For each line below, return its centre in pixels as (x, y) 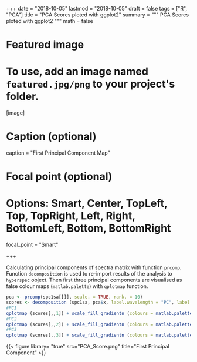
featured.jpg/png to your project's (91, 84)
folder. (23, 97)
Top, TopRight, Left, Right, (71, 216)
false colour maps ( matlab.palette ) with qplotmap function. (77, 286)
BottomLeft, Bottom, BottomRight (89, 228)
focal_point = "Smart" (32, 245)
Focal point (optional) (59, 177)
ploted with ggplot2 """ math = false (50, 21)
